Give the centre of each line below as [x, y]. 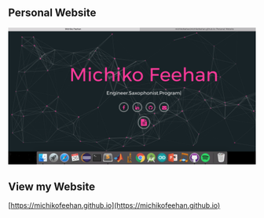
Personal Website [52, 13]
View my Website [52, 186]
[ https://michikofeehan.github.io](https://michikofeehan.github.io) [114, 205]
